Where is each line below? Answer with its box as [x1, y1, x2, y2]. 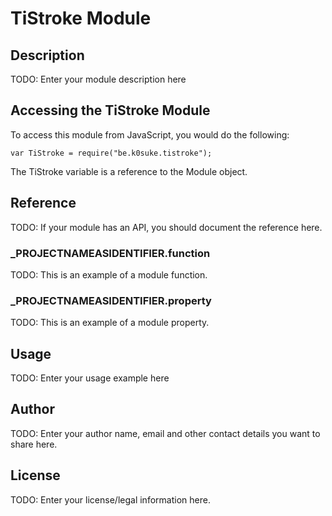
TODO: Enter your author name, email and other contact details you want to [10, 427, 321, 439]
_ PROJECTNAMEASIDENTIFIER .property [10, 293, 212, 307]
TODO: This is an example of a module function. [10, 268, 208, 281]
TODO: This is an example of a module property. [10, 317, 210, 329]
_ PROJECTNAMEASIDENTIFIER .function [10, 246, 211, 260]
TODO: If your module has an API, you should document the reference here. [10, 221, 323, 233]
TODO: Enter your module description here [10, 73, 187, 85]
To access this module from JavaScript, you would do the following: [10, 128, 290, 141]
